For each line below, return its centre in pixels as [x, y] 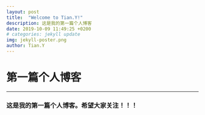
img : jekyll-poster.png [37, 40]
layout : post [23, 12]
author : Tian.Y [26, 46]
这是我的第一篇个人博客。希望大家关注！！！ [72, 105]
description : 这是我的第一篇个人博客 [49, 23]
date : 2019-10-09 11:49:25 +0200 [49, 29]
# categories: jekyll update [43, 34]
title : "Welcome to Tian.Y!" [45, 18]
